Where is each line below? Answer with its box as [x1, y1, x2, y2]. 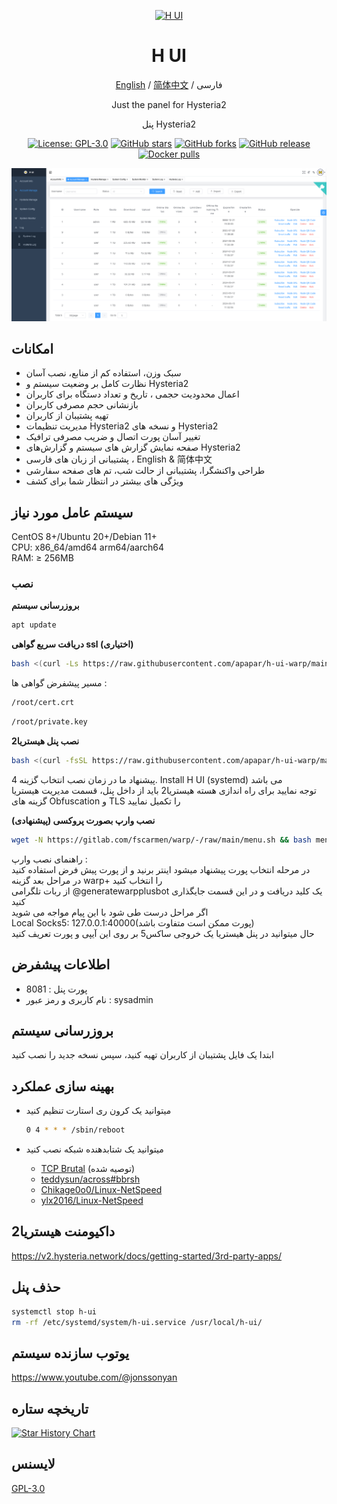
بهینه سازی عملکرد [11, 1078, 115, 1095]
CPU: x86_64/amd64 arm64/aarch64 [11, 541, 164, 554]
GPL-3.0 [11, 1482, 46, 1494]
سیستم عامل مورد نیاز [11, 504, 134, 521]
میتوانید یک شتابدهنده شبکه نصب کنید [25, 1143, 164, 1155]
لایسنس [11, 1456, 56, 1473]
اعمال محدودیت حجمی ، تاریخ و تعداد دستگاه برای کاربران [25, 388, 240, 400]
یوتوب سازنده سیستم [11, 1345, 130, 1362]
